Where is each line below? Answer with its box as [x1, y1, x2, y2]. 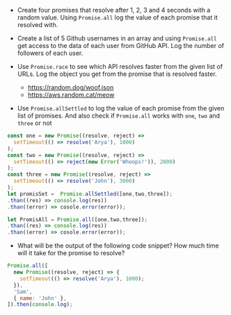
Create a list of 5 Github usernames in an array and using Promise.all [17, 34, 217, 42]
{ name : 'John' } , [13, 295, 67, 302]
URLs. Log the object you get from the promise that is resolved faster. [17, 70, 217, 78]
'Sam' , [13, 288, 33, 295]
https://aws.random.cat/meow [27, 90, 115, 99]
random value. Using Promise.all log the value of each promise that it [17, 13, 218, 22]
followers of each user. [17, 49, 83, 57]
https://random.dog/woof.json [27, 83, 114, 91]
